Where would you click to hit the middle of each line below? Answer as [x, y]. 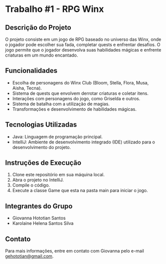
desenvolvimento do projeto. [41, 147]
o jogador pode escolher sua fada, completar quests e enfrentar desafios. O [83, 45]
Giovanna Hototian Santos [39, 218]
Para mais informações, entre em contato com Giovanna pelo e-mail [75, 251]
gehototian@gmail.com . [29, 256]
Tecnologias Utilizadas [41, 125]
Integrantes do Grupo [39, 206]
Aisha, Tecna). [27, 88]
